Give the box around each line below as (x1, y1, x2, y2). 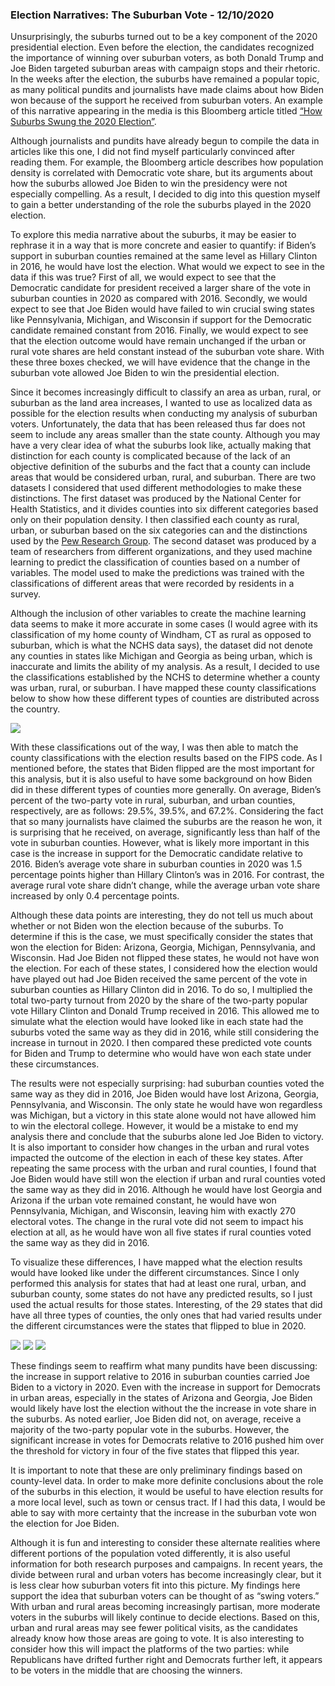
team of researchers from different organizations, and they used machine (10, 546, 313, 558)
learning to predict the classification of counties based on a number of (10, 556, 301, 568)
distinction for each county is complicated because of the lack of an (10, 450, 291, 462)
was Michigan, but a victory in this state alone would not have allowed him (10, 1109, 317, 1122)
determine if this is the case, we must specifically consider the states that (10, 931, 314, 943)
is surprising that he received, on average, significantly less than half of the (10, 826, 321, 838)
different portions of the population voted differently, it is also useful (10, 1548, 291, 1560)
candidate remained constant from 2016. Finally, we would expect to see (10, 324, 309, 337)
